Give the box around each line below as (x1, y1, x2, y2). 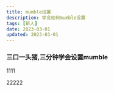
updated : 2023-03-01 (6, 32, 59, 38)
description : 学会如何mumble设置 (6, 15, 86, 21)
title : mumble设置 (6, 9, 51, 15)
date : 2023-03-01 (6, 26, 51, 32)
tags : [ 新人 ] (6, 20, 38, 26)
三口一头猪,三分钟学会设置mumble (6, 53, 109, 62)
